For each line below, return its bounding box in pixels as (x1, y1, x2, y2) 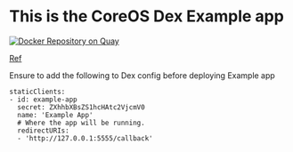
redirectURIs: (17, 126, 69, 135)
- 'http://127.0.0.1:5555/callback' (17, 133, 153, 143)
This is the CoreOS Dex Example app (9, 6, 285, 27)
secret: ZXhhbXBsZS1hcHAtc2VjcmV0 (17, 102, 145, 112)
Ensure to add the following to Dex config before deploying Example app (9, 69, 276, 81)
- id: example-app (9, 95, 77, 104)
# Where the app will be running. (17, 118, 145, 127)
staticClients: (9, 87, 66, 96)
